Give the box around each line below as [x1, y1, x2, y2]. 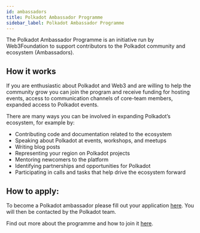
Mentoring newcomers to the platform [14, 156, 109, 163]
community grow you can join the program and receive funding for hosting [6, 88, 190, 96]
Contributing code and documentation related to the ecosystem [14, 131, 172, 138]
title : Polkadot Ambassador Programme [6, 14, 103, 20]
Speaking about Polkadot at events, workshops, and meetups [14, 137, 166, 144]
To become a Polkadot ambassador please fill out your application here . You [6, 202, 195, 209]
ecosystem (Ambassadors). [6, 49, 75, 56]
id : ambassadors [6, 8, 47, 15]
